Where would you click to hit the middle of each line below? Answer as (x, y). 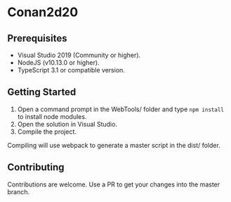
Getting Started (42, 92)
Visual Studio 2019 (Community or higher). (79, 55)
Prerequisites (37, 38)
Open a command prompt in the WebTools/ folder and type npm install (121, 109)
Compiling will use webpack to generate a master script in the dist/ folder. (114, 145)
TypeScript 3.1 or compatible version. (71, 70)
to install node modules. (52, 116)
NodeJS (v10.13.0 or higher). (58, 63)
